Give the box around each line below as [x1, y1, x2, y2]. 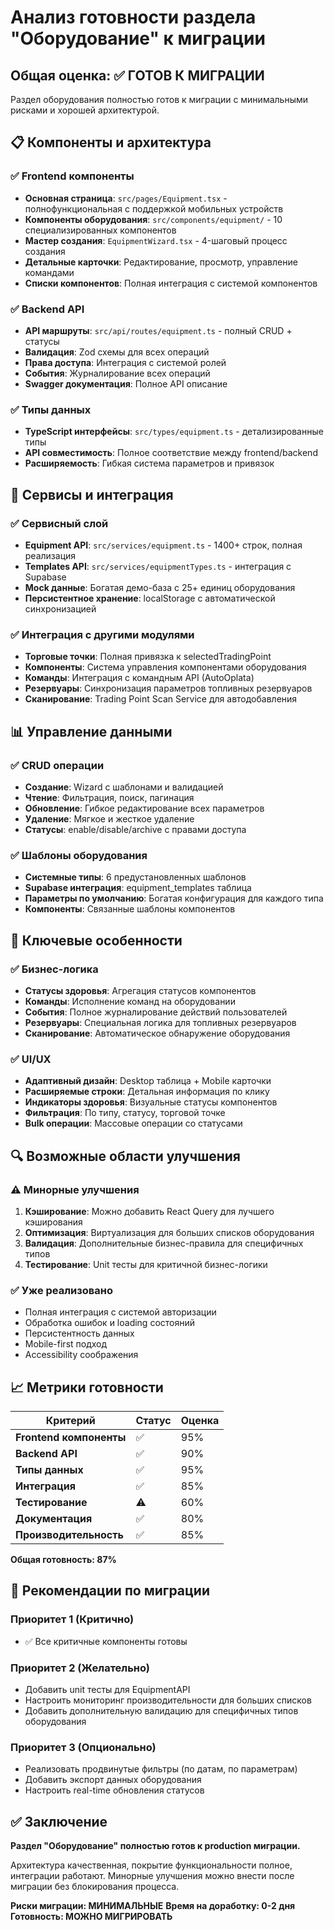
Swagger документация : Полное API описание [24, 377, 228, 390]
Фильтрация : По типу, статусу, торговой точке [24, 1107, 226, 1119]
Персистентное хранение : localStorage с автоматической [24, 592, 276, 604]
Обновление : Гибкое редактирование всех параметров [24, 802, 265, 814]
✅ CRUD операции [10, 758, 105, 772]
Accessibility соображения [24, 1349, 139, 1361]
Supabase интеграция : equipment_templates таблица [24, 882, 252, 894]
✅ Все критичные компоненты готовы [24, 1635, 188, 1647]
